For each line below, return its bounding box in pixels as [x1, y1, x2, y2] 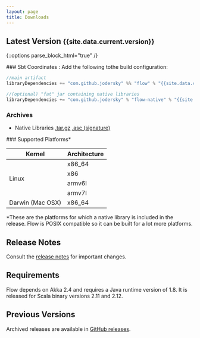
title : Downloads [6, 14, 49, 20]
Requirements [6, 270, 60, 280]
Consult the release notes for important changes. [6, 253, 127, 260]
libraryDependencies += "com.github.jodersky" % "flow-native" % [6, 96, 171, 103]
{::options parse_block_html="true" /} [6, 52, 98, 59]
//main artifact [6, 75, 46, 81]
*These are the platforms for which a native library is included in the [6, 214, 174, 221]
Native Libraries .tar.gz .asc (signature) [14, 124, 111, 131]
